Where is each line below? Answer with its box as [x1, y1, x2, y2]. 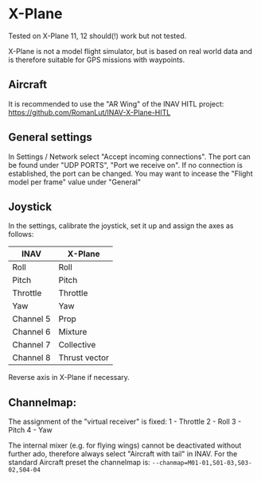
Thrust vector [58, 352, 110, 363]
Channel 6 [12, 327, 51, 338]
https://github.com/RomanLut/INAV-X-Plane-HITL [8, 107, 171, 117]
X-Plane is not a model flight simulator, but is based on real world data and [8, 46, 253, 56]
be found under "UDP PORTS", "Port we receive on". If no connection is [8, 160, 243, 169]
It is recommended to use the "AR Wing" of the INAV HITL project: [8, 99, 224, 108]
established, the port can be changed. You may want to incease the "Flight [8, 169, 253, 178]
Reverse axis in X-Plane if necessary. [8, 373, 130, 382]
